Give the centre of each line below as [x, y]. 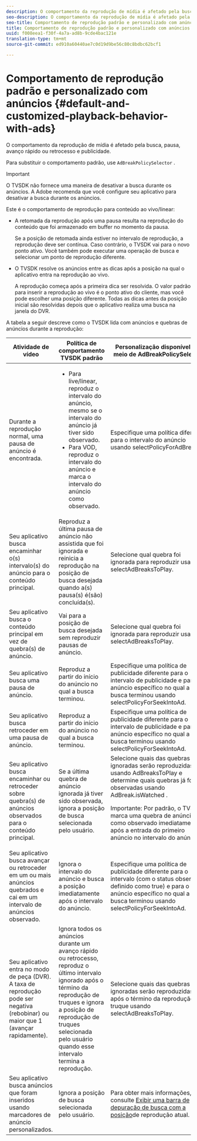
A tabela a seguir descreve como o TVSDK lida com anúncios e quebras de [97, 322]
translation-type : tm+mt [36, 39]
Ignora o [70, 864]
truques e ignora [81, 1002]
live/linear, [83, 381]
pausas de [73, 645]
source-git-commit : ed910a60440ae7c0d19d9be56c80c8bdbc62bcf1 [84, 45]
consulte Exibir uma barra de [150, 1100]
